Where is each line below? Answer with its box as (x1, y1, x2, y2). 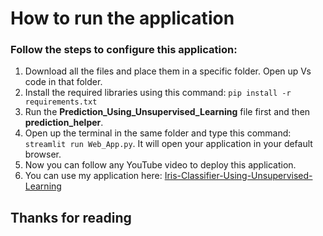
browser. (24, 148, 62, 161)
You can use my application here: (24, 170, 163, 182)
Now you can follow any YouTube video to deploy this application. (24, 159, 297, 171)
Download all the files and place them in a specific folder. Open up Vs (24, 65, 312, 77)
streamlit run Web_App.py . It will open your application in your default (24, 138, 313, 150)
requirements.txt (24, 97, 98, 107)
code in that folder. (24, 76, 103, 88)
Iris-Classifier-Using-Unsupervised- (164, 170, 313, 182)
